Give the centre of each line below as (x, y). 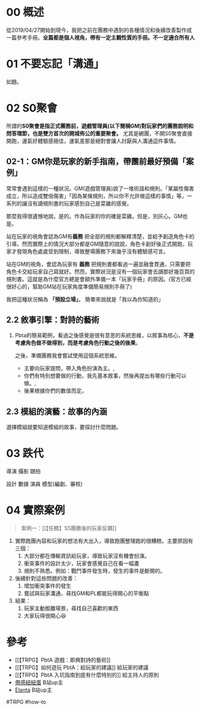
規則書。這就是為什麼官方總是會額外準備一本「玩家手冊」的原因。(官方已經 (99, 279)
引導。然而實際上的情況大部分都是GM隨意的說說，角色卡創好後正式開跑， (97, 244)
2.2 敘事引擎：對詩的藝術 (53, 320)
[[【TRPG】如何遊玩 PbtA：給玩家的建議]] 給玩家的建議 (82, 667)
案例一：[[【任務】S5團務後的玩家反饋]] (68, 528)
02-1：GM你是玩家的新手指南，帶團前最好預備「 (96, 161)
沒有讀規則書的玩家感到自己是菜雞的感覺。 (79, 203)
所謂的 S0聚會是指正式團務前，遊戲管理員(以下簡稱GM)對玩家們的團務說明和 (100, 126)
